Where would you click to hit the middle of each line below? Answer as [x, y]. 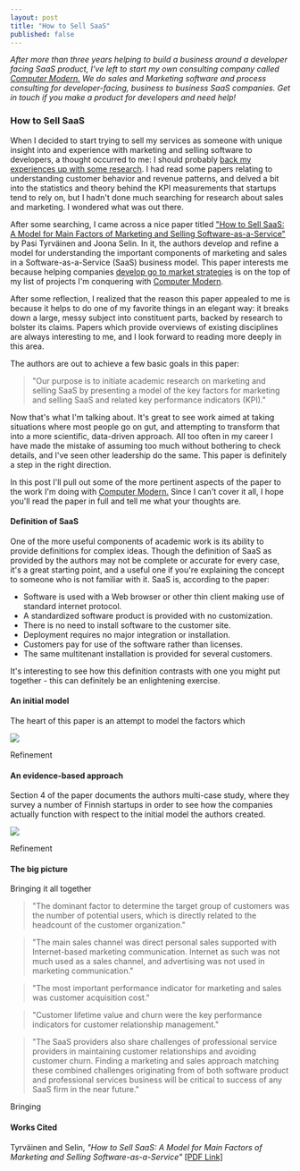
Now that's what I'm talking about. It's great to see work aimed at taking [142, 417]
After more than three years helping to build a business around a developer [149, 60]
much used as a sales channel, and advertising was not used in [148, 962]
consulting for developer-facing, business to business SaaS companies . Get [150, 88]
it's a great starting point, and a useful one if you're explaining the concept [147, 570]
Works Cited [33, 1127]
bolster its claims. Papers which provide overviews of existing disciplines [144, 327]
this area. [27, 346]
